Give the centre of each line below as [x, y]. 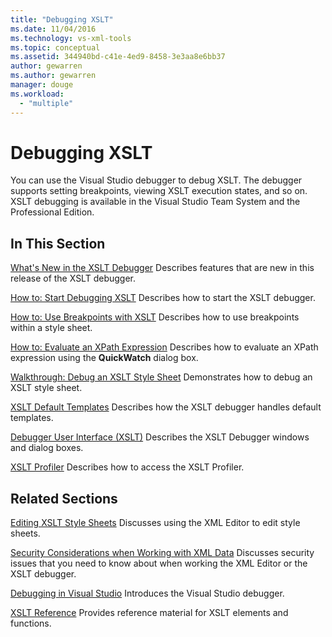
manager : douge [42, 85]
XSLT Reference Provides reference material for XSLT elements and [149, 613]
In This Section [58, 243]
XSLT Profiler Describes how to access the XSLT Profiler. [127, 467]
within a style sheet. [51, 328]
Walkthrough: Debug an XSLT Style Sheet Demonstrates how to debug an [161, 377]
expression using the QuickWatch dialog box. [104, 358]
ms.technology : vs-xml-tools [71, 38]
